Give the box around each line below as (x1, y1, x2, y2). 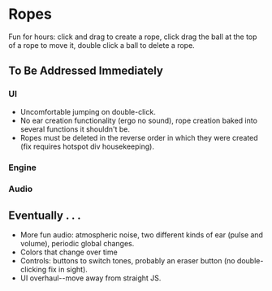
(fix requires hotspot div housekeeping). (19, 141, 154, 151)
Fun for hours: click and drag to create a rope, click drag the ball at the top (8, 32, 257, 41)
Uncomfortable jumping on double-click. (19, 106, 156, 116)
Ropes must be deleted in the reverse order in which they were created (19, 132, 258, 142)
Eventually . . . (8, 208, 81, 222)
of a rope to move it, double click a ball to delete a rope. (8, 40, 195, 50)
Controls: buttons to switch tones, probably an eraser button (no (19, 256, 235, 266)
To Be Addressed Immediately (8, 64, 164, 78)
